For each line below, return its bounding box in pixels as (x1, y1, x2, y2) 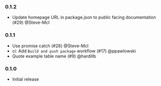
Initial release (12, 76, 39, 82)
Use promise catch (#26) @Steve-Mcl (12, 43, 89, 49)
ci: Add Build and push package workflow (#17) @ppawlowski (12, 48, 136, 54)
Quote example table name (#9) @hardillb (12, 53, 97, 59)
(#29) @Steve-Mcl (12, 19, 50, 25)
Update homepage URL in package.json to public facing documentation (12, 15, 156, 20)
